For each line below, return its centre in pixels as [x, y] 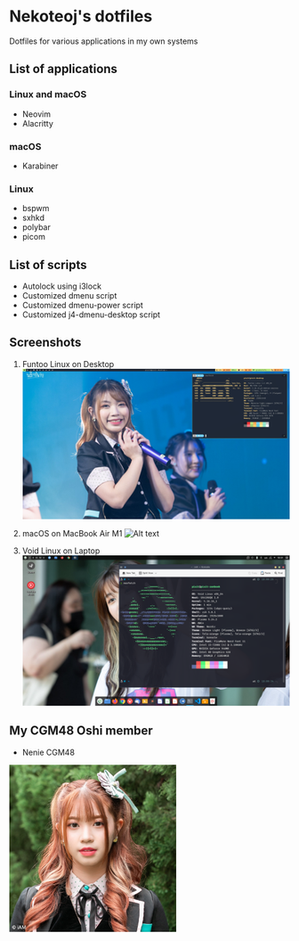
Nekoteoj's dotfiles [81, 16]
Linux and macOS [48, 94]
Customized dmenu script [69, 296]
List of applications [64, 69]
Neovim [36, 114]
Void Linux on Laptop [61, 551]
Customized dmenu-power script [83, 306]
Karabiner [40, 166]
